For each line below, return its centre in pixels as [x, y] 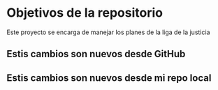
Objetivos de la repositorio [85, 13]
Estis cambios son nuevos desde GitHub [96, 54]
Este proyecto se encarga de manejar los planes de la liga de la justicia [108, 32]
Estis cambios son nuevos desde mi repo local [109, 78]
